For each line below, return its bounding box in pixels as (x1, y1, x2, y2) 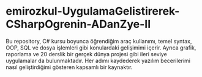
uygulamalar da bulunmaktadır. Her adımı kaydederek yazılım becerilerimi (6, 57, 191, 64)
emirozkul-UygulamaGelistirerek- (6, 4, 180, 18)
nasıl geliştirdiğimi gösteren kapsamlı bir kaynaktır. (6, 63, 133, 71)
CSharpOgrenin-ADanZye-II (6, 17, 151, 31)
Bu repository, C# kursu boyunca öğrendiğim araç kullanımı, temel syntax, (6, 37, 192, 45)
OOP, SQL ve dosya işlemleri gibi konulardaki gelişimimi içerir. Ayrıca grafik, (6, 44, 196, 51)
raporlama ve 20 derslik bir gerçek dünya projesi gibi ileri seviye (6, 50, 168, 57)
